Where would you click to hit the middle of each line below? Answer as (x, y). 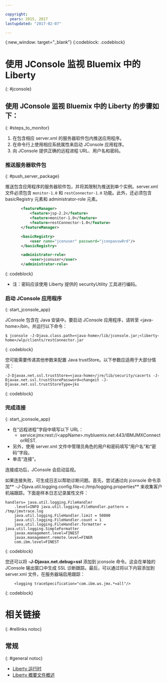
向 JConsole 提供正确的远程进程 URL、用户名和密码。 (68, 151)
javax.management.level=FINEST (47, 533)
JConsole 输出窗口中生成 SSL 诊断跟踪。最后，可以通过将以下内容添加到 (80, 567)
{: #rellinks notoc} (23, 629)
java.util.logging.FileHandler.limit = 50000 (62, 515)
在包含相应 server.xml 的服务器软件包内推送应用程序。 (68, 138)
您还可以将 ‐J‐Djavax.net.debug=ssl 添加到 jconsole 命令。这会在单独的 (80, 561)
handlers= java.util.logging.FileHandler (49, 502)
